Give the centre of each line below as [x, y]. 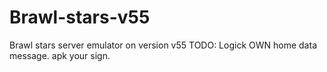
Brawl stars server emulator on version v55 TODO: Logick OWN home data [163, 45]
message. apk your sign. [60, 55]
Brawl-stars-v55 [80, 17]
